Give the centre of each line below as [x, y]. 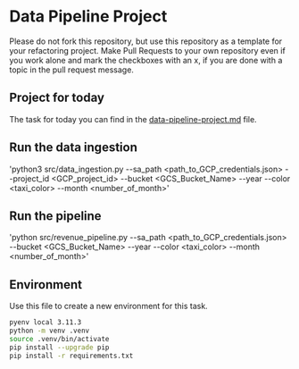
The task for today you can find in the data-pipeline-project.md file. [133, 119]
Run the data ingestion [74, 148]
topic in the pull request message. [71, 70]
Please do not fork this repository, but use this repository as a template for [146, 41]
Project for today [57, 98]
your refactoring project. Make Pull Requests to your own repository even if [147, 50]
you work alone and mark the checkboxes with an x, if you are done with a [146, 60]
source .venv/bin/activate [59, 339]
